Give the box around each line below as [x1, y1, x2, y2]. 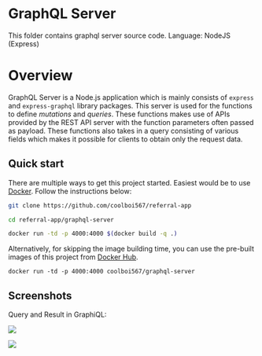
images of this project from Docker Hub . [8, 252, 139, 262]
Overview [8, 67, 73, 85]
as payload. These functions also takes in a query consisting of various [8, 126, 239, 135]
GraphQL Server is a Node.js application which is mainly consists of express [8, 92, 254, 102]
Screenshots [8, 288, 72, 303]
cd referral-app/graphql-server [8, 215, 114, 224]
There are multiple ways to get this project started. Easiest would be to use [8, 178, 251, 187]
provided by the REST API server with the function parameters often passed [8, 117, 254, 127]
